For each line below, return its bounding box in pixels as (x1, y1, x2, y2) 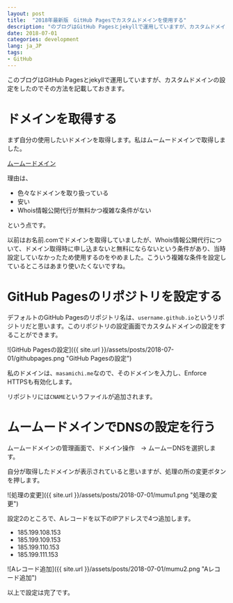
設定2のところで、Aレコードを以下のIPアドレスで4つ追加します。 (7, 514, 195, 522)
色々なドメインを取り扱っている (17, 189, 109, 197)
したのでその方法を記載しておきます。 (19, 84, 129, 93)
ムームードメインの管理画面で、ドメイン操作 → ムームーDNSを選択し (7, 444, 210, 452)
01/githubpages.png (7, 354, 65, 362)
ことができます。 (13, 330, 62, 338)
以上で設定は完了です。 (7, 588, 74, 596)
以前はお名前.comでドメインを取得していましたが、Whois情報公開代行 (7, 235, 210, 244)
